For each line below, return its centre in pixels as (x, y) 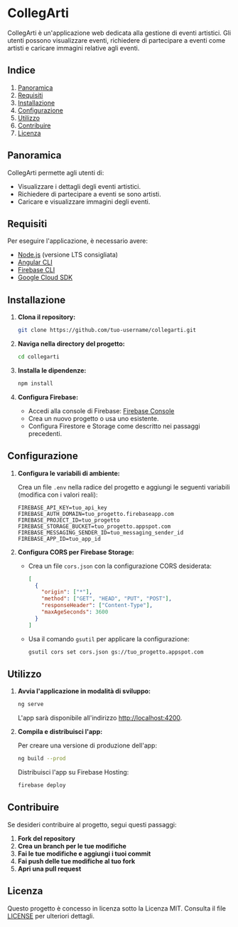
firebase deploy (42, 785)
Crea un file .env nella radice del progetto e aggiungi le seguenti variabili (124, 487)
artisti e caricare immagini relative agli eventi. (74, 48)
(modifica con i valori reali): (58, 494)
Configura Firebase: (48, 397)
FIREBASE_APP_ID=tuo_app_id (59, 539)
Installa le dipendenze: (52, 370)
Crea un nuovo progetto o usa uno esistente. (93, 418)
